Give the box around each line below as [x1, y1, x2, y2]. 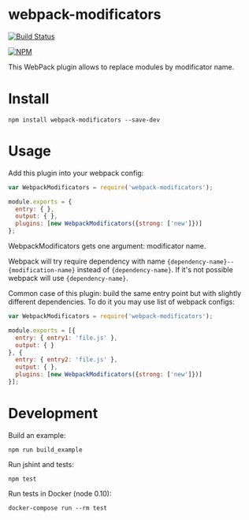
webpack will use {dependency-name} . [8, 274, 128, 283]
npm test [8, 475, 37, 483]
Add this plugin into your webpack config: [8, 168, 144, 178]
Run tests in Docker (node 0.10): [8, 488, 112, 498]
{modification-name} [8, 267, 76, 275]
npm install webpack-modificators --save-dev [8, 116, 160, 124]
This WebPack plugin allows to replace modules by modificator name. [8, 62, 235, 72]
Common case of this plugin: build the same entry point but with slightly [8, 289, 242, 298]
